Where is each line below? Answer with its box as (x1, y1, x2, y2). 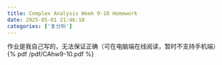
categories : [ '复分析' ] (7, 23, 73, 29)
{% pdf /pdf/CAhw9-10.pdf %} (7, 50, 95, 58)
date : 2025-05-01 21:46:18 (7, 16, 85, 23)
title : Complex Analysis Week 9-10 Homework (7, 10, 138, 17)
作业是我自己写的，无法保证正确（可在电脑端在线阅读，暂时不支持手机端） (7, 42, 219, 51)
